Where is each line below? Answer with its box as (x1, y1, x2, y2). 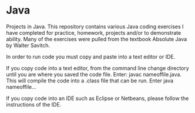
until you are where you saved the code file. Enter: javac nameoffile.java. (6, 71, 182, 78)
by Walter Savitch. (6, 42, 51, 49)
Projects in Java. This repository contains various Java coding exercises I (6, 23, 184, 30)
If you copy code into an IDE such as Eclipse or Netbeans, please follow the (6, 95, 189, 102)
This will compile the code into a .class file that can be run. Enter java (6, 77, 174, 84)
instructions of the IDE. (6, 101, 62, 108)
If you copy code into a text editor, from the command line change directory (6, 64, 189, 71)
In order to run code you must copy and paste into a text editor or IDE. (6, 53, 176, 60)
